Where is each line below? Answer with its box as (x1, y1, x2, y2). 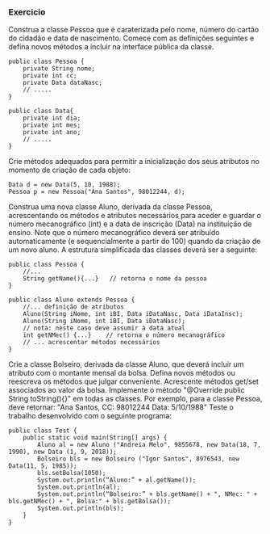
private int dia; (23, 114, 81, 123)
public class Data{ (8, 107, 74, 116)
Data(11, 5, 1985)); (8, 462, 78, 470)
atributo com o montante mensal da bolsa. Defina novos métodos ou (8, 368, 236, 378)
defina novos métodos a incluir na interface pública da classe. (8, 42, 214, 52)
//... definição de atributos (23, 303, 125, 311)
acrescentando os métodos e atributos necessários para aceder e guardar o (8, 211, 262, 221)
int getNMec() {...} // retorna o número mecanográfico (23, 331, 226, 339)
